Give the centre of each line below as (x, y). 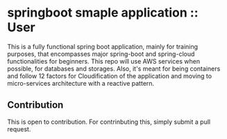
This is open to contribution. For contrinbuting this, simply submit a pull (109, 122)
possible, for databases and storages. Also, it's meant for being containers (114, 68)
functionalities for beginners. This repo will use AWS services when (103, 61)
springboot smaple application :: (103, 13)
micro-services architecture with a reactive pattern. (81, 83)
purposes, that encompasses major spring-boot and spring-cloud (101, 54)
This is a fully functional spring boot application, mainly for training (103, 46)
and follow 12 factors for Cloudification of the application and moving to (110, 76)
